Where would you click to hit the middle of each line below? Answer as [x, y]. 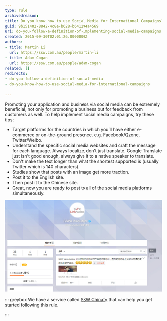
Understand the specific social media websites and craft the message [84, 145]
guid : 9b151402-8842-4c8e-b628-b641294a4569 [52, 26]
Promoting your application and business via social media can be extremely [83, 104]
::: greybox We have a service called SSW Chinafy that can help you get [79, 299]
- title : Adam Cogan [27, 58]
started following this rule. [32, 305]
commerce [23, 135]
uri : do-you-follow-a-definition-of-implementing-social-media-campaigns [83, 32]
